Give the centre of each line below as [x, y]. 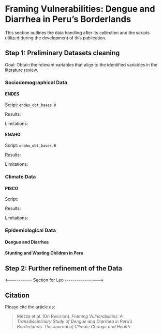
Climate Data [21, 177]
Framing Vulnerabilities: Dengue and [80, 9]
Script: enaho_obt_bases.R [31, 145]
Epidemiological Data [30, 230]
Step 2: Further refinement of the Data [64, 268]
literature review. [22, 70]
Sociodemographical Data [36, 82]
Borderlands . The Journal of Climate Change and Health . [74, 326]
